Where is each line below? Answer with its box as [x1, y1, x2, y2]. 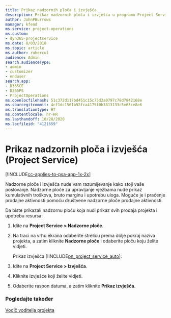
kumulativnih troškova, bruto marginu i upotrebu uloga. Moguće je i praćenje [5, 192, 165, 198]
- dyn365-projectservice [5, 36, 58, 41]
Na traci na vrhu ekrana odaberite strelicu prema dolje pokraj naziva [12, 232, 155, 238]
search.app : [5, 79, 31, 84]
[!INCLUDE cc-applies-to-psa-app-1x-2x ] [5, 171, 91, 177]
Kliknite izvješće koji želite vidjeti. [12, 273, 83, 279]
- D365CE [5, 83, 24, 88]
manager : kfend [5, 21, 38, 27]
